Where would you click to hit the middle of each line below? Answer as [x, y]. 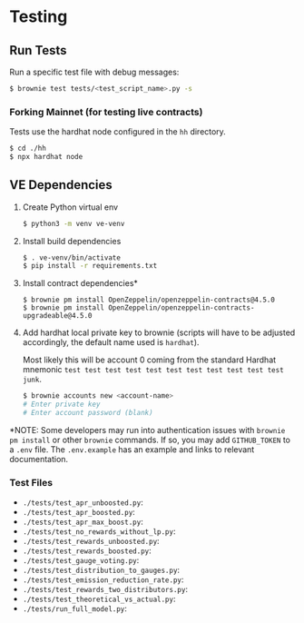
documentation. [39, 459]
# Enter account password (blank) [88, 413]
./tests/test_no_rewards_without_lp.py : [99, 531]
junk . [32, 380]
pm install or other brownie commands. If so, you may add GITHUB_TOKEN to [150, 440]
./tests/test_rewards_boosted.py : [87, 550]
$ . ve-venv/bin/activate [71, 257]
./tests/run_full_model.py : [74, 608]
